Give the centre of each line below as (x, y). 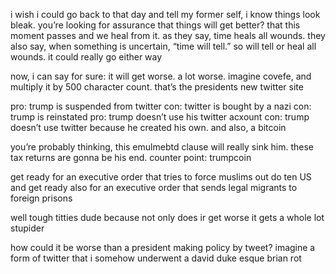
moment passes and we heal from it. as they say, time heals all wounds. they (168, 35)
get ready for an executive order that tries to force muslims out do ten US (161, 177)
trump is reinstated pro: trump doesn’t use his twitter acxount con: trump (160, 117)
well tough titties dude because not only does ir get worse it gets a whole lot (167, 217)
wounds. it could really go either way (86, 57)
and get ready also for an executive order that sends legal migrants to (154, 187)
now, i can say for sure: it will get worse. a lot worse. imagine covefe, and (161, 76)
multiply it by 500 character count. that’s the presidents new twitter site (157, 87)
